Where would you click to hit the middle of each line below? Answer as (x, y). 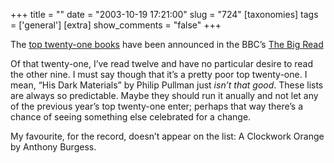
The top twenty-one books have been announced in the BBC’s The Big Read (167, 44)
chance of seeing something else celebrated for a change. (131, 117)
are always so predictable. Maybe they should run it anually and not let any (164, 95)
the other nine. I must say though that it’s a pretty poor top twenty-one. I (159, 74)
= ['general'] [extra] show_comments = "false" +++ (116, 25)
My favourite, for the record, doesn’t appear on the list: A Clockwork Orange (167, 136)
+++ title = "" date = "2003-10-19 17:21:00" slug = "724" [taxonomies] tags (164, 14)
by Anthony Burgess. (53, 147)
